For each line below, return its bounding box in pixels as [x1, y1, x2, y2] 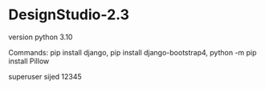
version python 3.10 [8, 32, 73, 42]
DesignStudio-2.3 [8, 6, 130, 24]
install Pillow [8, 56, 50, 66]
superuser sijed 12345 [8, 71, 82, 81]
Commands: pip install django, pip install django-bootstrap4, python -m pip [8, 47, 257, 57]
